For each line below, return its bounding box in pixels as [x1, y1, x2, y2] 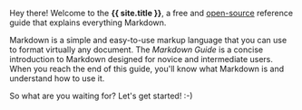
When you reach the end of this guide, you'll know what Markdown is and [9, 63, 284, 74]
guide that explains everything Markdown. [9, 17, 167, 28]
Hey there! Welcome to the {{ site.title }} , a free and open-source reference [9, 8, 293, 18]
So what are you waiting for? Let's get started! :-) [9, 90, 193, 101]
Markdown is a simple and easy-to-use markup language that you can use [9, 35, 287, 45]
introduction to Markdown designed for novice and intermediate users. [9, 54, 274, 64]
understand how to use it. [9, 73, 105, 84]
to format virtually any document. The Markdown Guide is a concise [9, 44, 264, 55]
